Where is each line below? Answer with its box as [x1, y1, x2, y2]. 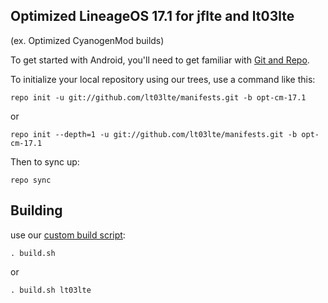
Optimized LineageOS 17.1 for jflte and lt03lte [10, 8, 295, 25]
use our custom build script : [10, 229, 126, 241]
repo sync [10, 175, 52, 185]
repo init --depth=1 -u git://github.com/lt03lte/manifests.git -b [10, 129, 298, 139]
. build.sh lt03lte [10, 285, 92, 295]
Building [10, 202, 63, 219]
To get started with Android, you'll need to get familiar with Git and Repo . [10, 54, 310, 66]
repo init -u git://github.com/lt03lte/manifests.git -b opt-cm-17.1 [10, 92, 307, 103]
